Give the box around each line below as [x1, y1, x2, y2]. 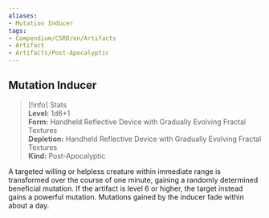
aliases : [8, 11, 38, 20]
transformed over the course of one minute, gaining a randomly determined [8, 175, 259, 184]
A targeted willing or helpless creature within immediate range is [8, 166, 221, 176]
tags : [8, 26, 26, 34]
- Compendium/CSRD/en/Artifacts [8, 34, 116, 42]
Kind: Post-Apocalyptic [27, 151, 106, 160]
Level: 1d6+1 [27, 108, 71, 118]
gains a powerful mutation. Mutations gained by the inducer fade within [8, 192, 245, 201]
